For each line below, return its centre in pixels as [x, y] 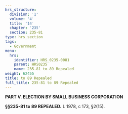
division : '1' [24, 14]
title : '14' [22, 23]
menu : [11, 51]
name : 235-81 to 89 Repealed [44, 69]
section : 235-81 [26, 32]
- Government [23, 46]
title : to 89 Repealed [28, 78]
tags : [11, 42]
